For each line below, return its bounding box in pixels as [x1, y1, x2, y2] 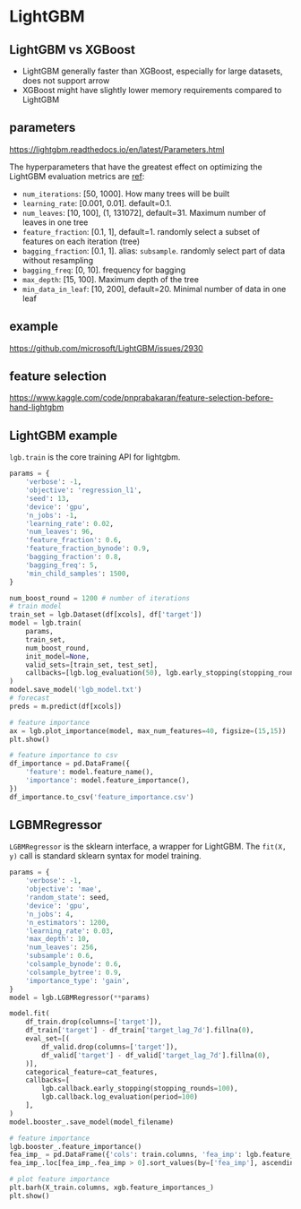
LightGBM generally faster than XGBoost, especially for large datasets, [21, 65, 283, 76]
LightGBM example [9, 427, 118, 443]
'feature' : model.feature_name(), [25, 768, 154, 777]
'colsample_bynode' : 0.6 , [25, 960, 123, 969]
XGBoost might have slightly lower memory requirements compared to [21, 85, 282, 95]
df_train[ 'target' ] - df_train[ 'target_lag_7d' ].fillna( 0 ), [25, 1026, 254, 1035]
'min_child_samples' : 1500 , [25, 569, 130, 578]
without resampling [21, 255, 94, 265]
